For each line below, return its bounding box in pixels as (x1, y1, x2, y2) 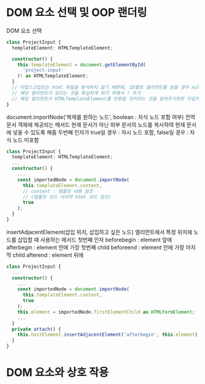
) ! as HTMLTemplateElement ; (17, 73, 88, 79)
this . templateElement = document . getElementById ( (17, 62, 146, 68)
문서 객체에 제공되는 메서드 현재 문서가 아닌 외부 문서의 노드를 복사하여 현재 (6, 120, 185, 128)
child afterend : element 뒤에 (12, 251, 84, 259)
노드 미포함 (12, 136, 40, 144)
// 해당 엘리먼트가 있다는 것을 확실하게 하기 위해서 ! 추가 (12, 90, 141, 96)
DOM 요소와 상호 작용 (6, 366, 109, 380)
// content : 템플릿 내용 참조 (22, 188, 93, 194)
